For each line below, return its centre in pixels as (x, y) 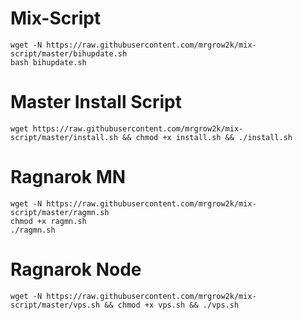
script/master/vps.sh (55, 305)
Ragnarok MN (68, 177)
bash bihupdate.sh (48, 62)
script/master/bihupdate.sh (69, 53)
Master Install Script (96, 102)
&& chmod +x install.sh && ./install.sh (207, 137)
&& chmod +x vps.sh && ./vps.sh (172, 305)
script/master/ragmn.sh (60, 212)
